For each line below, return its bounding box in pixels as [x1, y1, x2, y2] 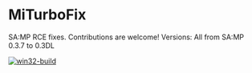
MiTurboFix [8, 6, 87, 24]
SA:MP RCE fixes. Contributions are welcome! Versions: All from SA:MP [8, 32, 245, 42]
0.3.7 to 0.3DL [8, 40, 55, 50]
